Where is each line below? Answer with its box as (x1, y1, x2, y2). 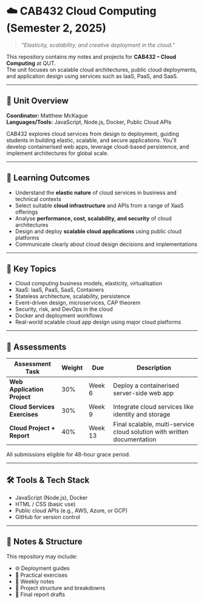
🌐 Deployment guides (15, 565, 70, 572)
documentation (113, 435, 157, 444)
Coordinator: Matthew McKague (6, 112, 88, 119)
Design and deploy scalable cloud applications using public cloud (15, 228, 182, 235)
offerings (15, 208, 38, 215)
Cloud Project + (9, 424, 56, 432)
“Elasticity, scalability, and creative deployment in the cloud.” (21, 41, 175, 49)
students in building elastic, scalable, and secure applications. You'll (6, 137, 177, 144)
